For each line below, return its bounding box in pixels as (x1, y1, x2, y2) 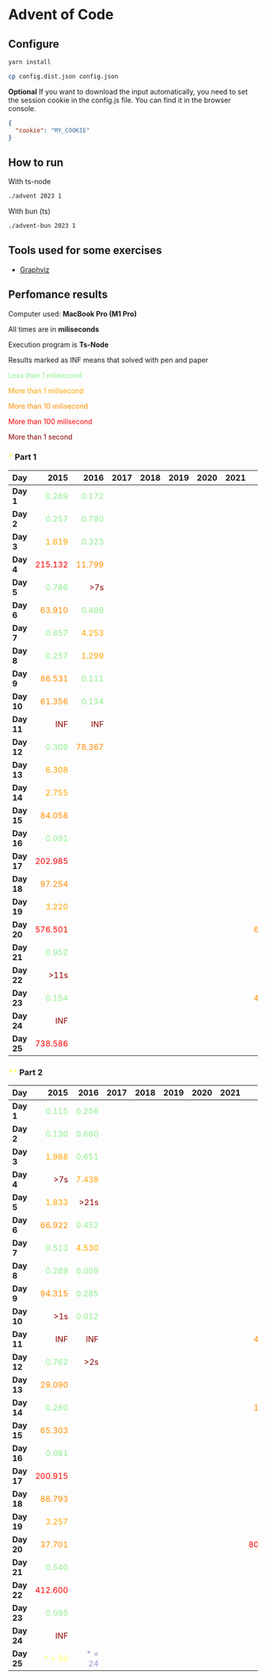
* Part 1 (8, 451, 37, 463)
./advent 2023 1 (8, 192, 62, 200)
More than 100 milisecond (8, 417, 93, 426)
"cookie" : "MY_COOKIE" (15, 126, 90, 134)
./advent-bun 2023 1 (8, 222, 77, 230)
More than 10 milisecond (8, 401, 89, 410)
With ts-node (8, 177, 51, 186)
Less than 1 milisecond (8, 371, 82, 380)
